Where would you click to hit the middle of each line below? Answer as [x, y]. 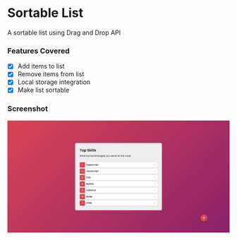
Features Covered [39, 51]
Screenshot [28, 109]
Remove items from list [51, 74]
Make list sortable [43, 90]
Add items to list [41, 66]
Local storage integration [54, 82]
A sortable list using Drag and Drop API [64, 32]
